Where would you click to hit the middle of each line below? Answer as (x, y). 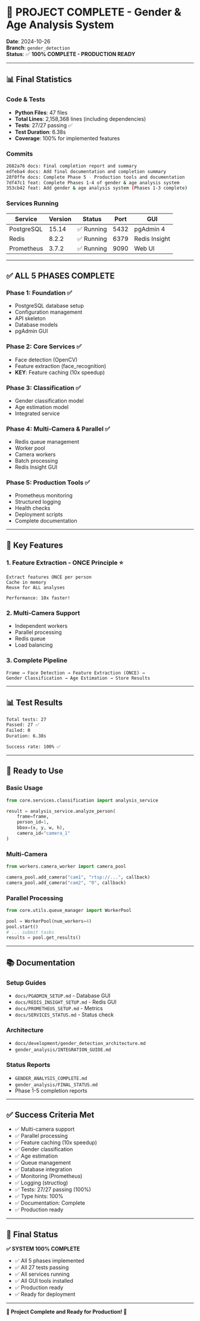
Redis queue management (47, 442)
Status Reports (28, 1065)
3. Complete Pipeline (37, 660)
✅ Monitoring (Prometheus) (49, 1176)
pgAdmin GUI (31, 331)
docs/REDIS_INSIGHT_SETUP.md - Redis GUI (66, 1002)
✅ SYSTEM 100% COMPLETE (43, 1249)
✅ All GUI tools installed (44, 1281)
